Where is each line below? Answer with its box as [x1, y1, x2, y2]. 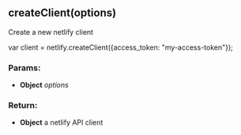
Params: [8, 62, 41, 73]
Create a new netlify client [8, 27, 93, 36]
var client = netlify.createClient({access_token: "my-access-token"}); [8, 43, 233, 52]
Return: [8, 100, 38, 111]
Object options [19, 81, 69, 90]
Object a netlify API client [19, 118, 104, 127]
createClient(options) [8, 6, 117, 20]
